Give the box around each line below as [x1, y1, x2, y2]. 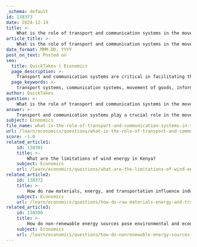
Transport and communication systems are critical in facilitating [16, 74, 185, 80]
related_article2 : [6, 172, 51, 178]
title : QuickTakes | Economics [11, 63, 88, 69]
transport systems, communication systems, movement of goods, [16, 85, 175, 91]
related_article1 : [6, 139, 51, 145]
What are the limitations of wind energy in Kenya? [27, 156, 157, 162]
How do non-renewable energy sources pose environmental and [27, 221, 180, 227]
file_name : [6, 123, 33, 129]
